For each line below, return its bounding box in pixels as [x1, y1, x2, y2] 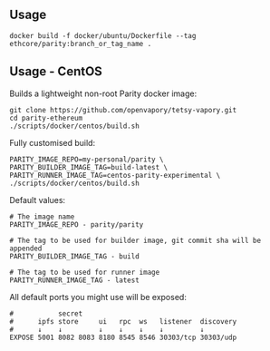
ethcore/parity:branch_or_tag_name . [9, 39, 152, 48]
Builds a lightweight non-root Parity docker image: [9, 88, 198, 99]
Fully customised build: [9, 137, 96, 148]
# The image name [9, 212, 75, 221]
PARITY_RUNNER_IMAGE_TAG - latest [9, 276, 140, 285]
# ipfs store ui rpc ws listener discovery [9, 317, 237, 326]
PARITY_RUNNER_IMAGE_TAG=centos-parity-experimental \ [9, 171, 221, 180]
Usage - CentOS [9, 63, 102, 80]
